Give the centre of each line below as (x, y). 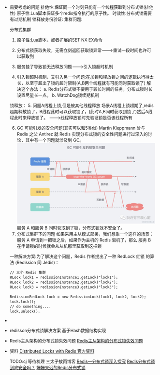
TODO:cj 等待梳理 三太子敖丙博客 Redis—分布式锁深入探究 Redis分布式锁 (82, 361)
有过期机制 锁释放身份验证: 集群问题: (46, 19)
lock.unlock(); (25, 312)
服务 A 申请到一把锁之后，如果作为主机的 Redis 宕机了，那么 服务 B (84, 240)
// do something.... (30, 307)
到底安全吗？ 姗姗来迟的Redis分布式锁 (48, 368)
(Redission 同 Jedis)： (37, 263)
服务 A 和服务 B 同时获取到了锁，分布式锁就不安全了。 (71, 228)
